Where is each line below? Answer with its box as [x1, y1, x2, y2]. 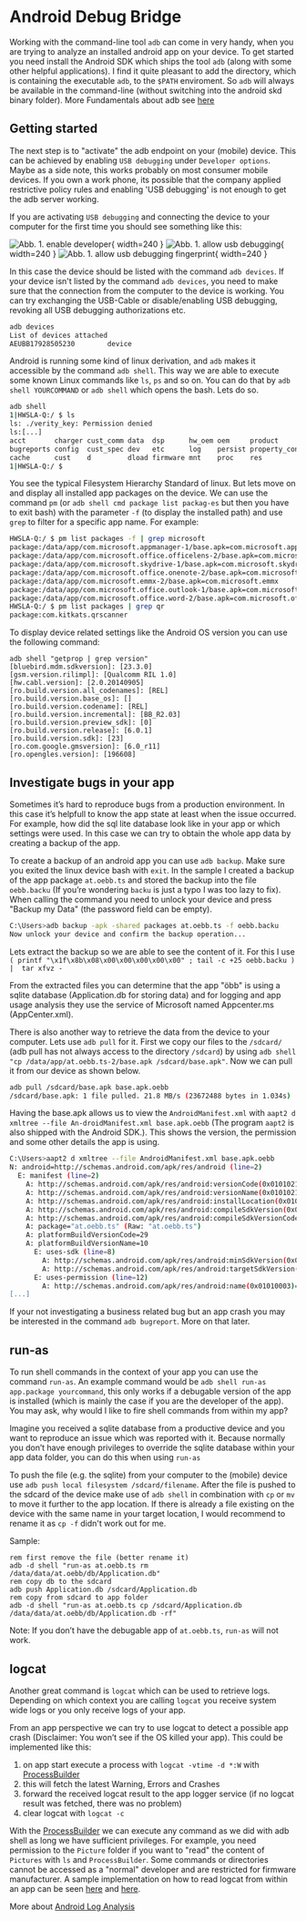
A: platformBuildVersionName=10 [25, 1239, 148, 1249]
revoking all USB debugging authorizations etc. [9, 304, 187, 315]
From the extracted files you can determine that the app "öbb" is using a [9, 979, 280, 990]
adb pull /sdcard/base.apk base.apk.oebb [9, 1082, 169, 1092]
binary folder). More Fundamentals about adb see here [9, 94, 215, 106]
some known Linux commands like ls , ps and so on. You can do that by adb [9, 375, 291, 386]
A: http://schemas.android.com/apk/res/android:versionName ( [25, 1188, 262, 1197]
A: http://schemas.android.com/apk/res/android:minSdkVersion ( [42, 1255, 287, 1265]
